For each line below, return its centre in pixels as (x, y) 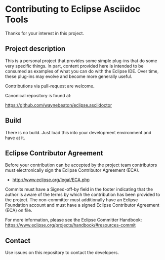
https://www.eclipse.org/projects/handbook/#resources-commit (70, 225)
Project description (35, 49)
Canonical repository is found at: (38, 95)
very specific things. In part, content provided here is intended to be (74, 66)
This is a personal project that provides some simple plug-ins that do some (81, 61)
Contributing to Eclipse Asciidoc (73, 9)
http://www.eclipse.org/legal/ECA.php (51, 180)
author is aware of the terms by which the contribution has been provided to (83, 195)
